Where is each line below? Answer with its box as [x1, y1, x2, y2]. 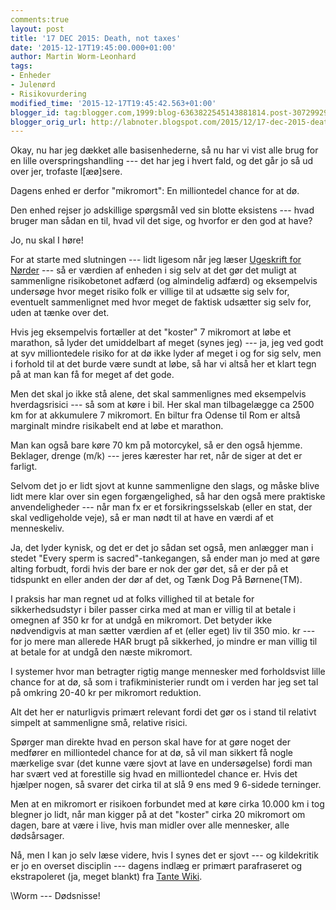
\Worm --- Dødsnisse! [10, 890, 101, 902]
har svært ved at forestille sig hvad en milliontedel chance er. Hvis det [10, 768, 298, 780]
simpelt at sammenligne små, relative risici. [10, 717, 188, 729]
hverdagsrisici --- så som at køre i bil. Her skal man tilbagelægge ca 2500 [10, 399, 315, 411]
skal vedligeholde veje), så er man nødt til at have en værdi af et [10, 512, 274, 524]
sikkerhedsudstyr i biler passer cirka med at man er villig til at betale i [10, 604, 296, 616]
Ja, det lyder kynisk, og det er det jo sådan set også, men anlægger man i [10, 542, 314, 554]
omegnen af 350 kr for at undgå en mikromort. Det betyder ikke [10, 614, 273, 626]
